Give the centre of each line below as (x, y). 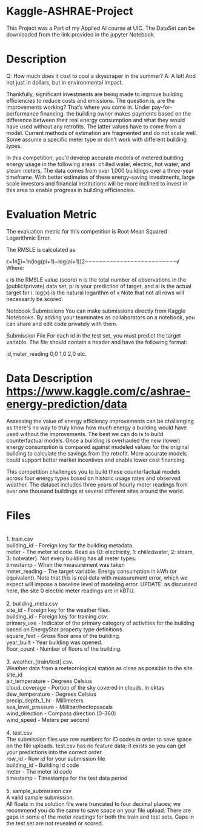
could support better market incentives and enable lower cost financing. (96, 460)
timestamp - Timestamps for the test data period (67, 778)
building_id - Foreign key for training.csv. (57, 616)
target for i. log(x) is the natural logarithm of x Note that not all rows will (95, 293)
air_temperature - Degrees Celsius (49, 681)
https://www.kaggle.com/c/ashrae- (98, 391)
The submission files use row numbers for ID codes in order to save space (99, 739)
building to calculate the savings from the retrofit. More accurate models (97, 453)
